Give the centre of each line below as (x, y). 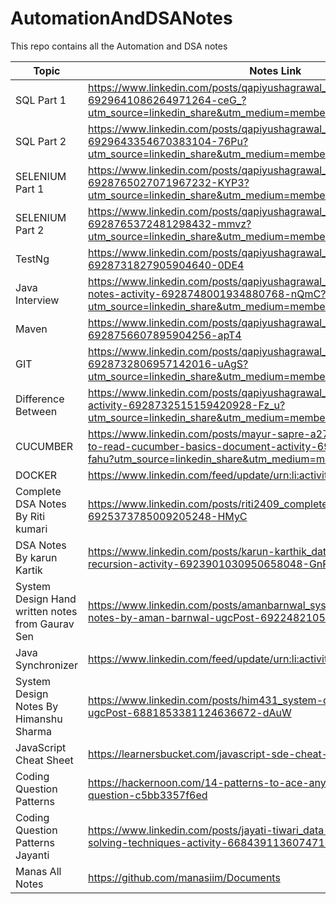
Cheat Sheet (44, 760)
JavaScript (41, 747)
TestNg (32, 259)
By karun (36, 557)
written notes (46, 611)
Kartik (29, 570)
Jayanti (32, 855)
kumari (31, 529)
